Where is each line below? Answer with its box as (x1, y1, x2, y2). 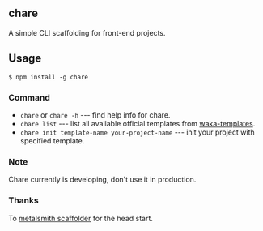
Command (8, 92, 50, 103)
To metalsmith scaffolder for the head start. (8, 213, 154, 223)
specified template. (19, 135, 85, 145)
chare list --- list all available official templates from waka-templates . (19, 118, 256, 128)
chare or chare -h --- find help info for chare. (19, 109, 171, 120)
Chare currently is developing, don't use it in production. (8, 174, 197, 185)
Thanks (8, 195, 39, 206)
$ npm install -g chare (8, 73, 89, 81)
